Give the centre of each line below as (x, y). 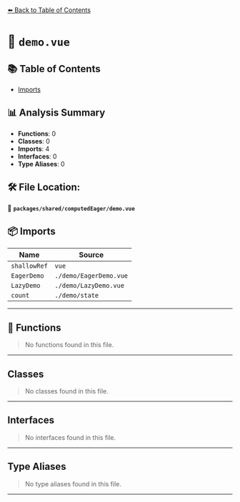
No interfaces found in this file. (70, 437)
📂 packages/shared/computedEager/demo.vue (71, 208)
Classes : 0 (34, 141)
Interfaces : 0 (37, 156)
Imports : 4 (34, 149)
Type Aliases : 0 (41, 164)
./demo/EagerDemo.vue (91, 276)
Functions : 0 (37, 134)
